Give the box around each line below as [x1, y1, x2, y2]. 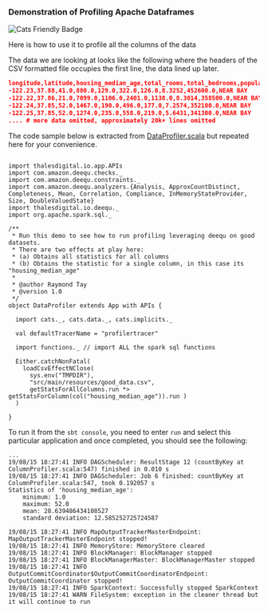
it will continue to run [8, 598, 91, 606]
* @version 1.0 [11, 287, 62, 295]
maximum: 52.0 [22, 499, 69, 508]
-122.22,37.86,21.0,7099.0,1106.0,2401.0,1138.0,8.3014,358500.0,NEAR [8, 94, 248, 102]
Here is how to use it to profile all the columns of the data [8, 40, 197, 49]
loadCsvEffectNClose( [22, 364, 94, 373]
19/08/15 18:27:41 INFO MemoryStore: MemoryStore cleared [8, 542, 205, 550]
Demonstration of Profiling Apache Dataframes [8, 6, 195, 18]
